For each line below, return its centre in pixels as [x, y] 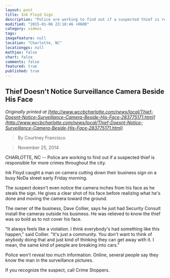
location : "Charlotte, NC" [34, 43]
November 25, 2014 [38, 147]
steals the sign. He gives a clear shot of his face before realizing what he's [83, 193]
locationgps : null [25, 48]
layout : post [19, 10]
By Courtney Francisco [41, 138]
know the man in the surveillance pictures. [49, 260]
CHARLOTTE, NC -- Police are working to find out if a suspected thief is [80, 157]
